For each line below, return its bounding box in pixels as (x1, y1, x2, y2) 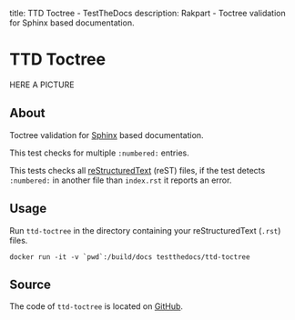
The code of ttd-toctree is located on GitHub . (9, 301, 184, 312)
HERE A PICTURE (9, 79, 75, 90)
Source (9, 276, 52, 292)
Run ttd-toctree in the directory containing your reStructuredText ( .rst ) (9, 225, 281, 235)
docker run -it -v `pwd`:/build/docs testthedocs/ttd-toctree (9, 252, 250, 262)
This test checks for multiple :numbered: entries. (9, 147, 189, 158)
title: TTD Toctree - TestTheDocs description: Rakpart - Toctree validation (9, 8, 286, 18)
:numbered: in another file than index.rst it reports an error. (9, 175, 232, 185)
